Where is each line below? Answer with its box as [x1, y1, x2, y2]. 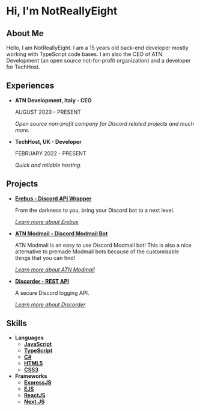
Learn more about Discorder [14, 301, 86, 308]
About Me [6, 28, 44, 39]
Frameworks [14, 372, 47, 380]
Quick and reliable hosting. [14, 161, 82, 168]
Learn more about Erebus [14, 218, 79, 225]
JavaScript [23, 341, 52, 348]
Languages [14, 334, 44, 341]
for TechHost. [6, 63, 40, 70]
